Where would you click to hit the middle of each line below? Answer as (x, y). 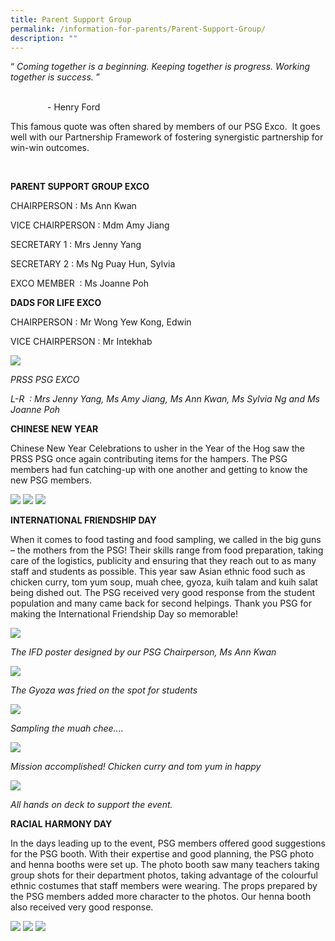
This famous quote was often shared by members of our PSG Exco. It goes (165, 127)
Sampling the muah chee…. (67, 728)
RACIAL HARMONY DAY (61, 824)
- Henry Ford (74, 107)
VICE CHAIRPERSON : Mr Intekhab (81, 342)
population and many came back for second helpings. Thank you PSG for (161, 603)
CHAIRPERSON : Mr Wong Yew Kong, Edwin (101, 322)
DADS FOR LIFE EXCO (56, 303)
